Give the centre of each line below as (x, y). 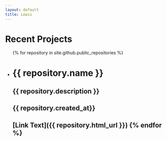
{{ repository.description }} (56, 91)
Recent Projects (39, 39)
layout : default (22, 10)
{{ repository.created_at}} (54, 108)
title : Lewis (19, 14)
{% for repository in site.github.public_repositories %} (68, 53)
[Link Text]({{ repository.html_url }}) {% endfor (87, 125)
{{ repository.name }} (58, 73)
